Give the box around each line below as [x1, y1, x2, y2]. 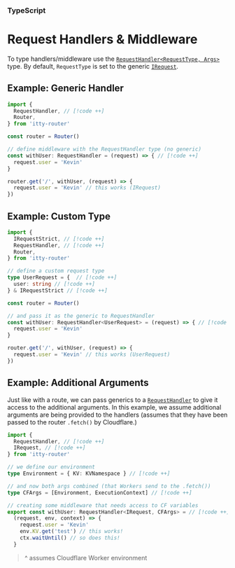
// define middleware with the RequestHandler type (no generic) [7, 146, 201, 153]
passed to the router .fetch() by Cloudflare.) [7, 417, 138, 426]
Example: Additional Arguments [7, 377, 149, 389]
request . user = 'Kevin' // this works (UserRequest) [13, 351, 171, 359]
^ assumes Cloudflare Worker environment [24, 553, 148, 562]
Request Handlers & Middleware [7, 32, 198, 48]
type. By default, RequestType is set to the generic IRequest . [7, 62, 178, 70]
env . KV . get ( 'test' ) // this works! [20, 528, 124, 535]
